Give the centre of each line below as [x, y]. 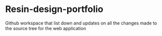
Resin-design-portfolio [54, 9]
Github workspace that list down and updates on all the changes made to [81, 23]
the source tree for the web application [46, 28]
